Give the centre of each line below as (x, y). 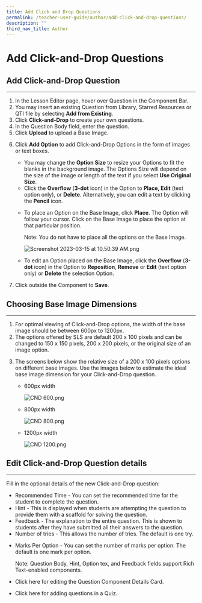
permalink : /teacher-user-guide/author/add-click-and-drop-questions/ (96, 17)
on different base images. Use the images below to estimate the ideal (101, 368)
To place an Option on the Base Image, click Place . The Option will (106, 213)
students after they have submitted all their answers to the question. (99, 527)
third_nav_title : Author (37, 29)
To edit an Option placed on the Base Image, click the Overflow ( (104, 260)
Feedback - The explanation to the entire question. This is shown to (98, 521)
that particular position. (53, 226)
